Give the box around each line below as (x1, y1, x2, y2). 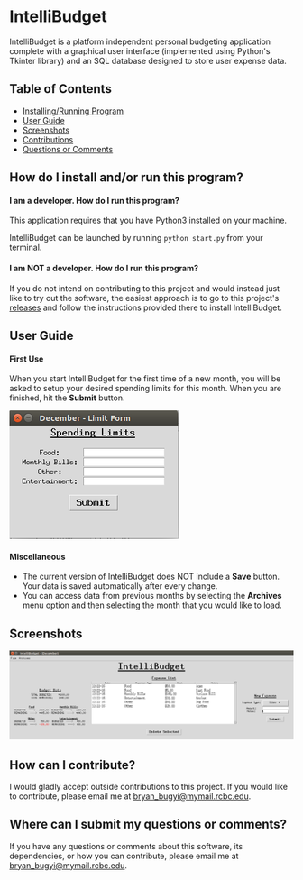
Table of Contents (9, 81, 113, 96)
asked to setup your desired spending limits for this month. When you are (9, 383, 282, 394)
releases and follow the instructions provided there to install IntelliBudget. (9, 302, 282, 313)
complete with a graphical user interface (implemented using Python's (9, 45, 271, 56)
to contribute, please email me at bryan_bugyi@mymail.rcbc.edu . (9, 791, 252, 802)
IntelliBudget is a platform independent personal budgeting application (9, 36, 271, 47)
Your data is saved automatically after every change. (22, 581, 218, 591)
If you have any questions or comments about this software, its (9, 840, 243, 851)
